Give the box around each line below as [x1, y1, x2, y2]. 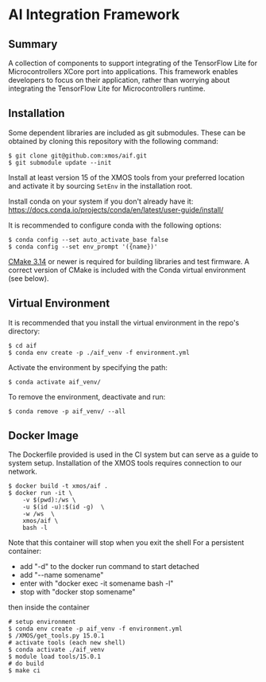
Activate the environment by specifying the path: [8, 362, 168, 372]
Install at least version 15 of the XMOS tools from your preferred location [8, 173, 245, 182]
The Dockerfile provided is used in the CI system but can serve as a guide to [8, 450, 259, 459]
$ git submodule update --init [8, 158, 112, 166]
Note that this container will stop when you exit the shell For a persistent [8, 538, 245, 548]
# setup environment [8, 618, 77, 626]
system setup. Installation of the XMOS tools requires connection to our [8, 458, 242, 468]
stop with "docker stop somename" [19, 587, 137, 597]
